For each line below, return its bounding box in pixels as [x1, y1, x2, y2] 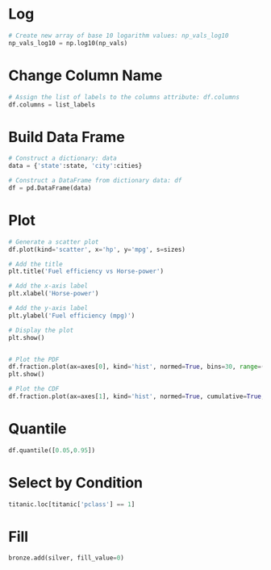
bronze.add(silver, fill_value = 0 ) [8, 554, 125, 562]
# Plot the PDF [8, 355, 60, 363]
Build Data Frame [8, 128, 125, 146]
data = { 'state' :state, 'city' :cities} [8, 162, 143, 170]
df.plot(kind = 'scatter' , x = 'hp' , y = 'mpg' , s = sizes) [8, 245, 186, 254]
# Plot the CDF [8, 385, 60, 393]
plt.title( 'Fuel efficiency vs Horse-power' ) [8, 267, 164, 275]
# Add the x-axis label [8, 282, 89, 291]
